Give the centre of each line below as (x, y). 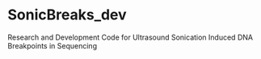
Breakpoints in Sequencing (53, 45)
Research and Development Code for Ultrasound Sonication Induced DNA (130, 37)
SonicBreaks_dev (67, 15)
